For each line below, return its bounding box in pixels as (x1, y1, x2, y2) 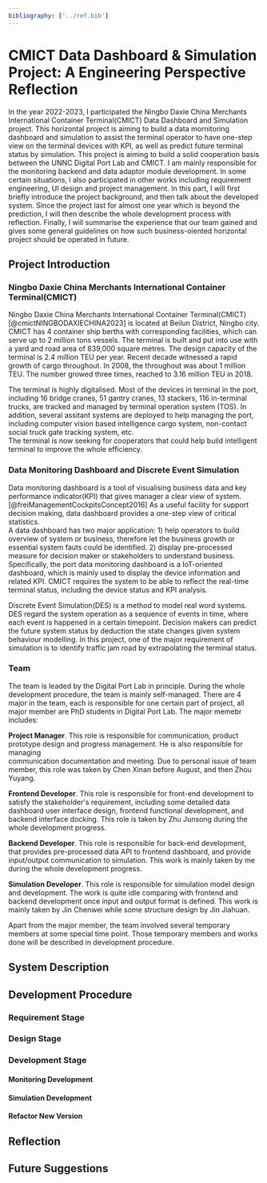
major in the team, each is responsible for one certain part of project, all (8, 698, 245, 707)
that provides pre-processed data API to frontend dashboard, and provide (8, 847, 252, 856)
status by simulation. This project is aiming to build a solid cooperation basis (8, 149, 260, 159)
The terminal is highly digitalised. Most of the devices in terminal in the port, (8, 385, 258, 395)
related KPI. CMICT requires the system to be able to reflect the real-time (8, 576, 249, 585)
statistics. (8, 517, 40, 526)
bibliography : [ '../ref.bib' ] (8, 11, 110, 20)
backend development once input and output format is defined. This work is (8, 896, 258, 906)
